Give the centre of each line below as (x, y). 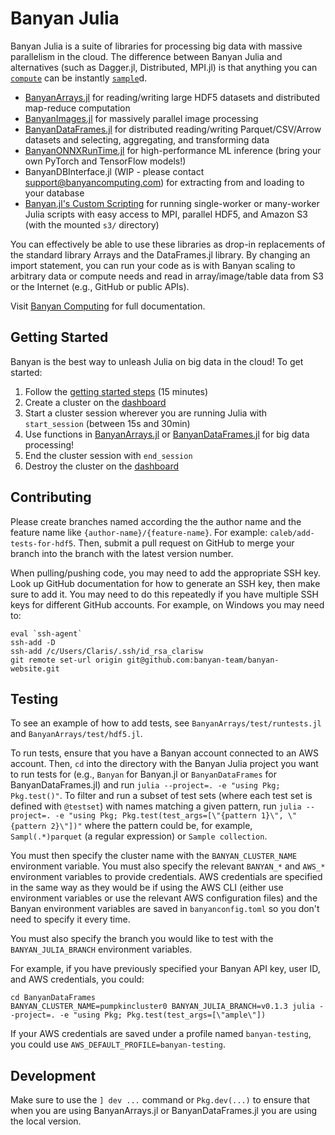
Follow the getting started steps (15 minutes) (116, 391)
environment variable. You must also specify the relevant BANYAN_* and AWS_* (168, 866)
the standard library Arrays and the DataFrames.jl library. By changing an (160, 254)
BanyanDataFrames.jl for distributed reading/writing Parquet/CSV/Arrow (173, 129)
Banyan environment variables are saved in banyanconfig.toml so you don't (165, 909)
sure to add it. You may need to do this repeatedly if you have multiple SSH (164, 594)
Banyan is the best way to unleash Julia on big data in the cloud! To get (157, 361)
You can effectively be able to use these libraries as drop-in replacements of (168, 244)
